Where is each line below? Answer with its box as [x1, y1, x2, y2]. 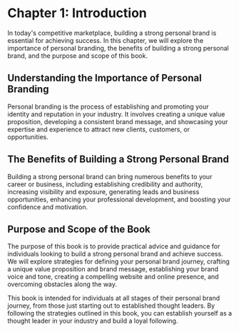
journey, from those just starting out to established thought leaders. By [7, 301, 215, 310]
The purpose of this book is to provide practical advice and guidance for [7, 242, 220, 251]
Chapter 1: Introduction [7, 5, 148, 21]
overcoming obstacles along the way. [7, 280, 118, 288]
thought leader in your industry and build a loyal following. [7, 316, 178, 326]
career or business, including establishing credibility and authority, [7, 180, 203, 188]
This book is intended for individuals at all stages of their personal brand [7, 294, 220, 303]
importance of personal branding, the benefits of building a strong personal [7, 44, 230, 52]
